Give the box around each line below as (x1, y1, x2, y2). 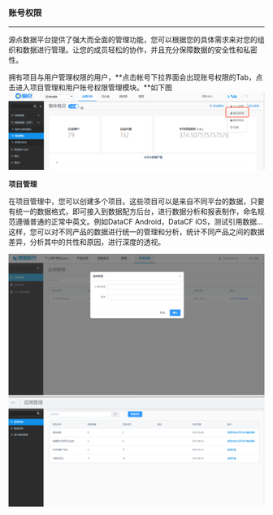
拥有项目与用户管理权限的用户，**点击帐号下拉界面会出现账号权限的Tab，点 (8, 72, 263, 82)
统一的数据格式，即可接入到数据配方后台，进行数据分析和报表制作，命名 (15, 207, 258, 216)
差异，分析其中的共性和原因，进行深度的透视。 (8, 238, 165, 247)
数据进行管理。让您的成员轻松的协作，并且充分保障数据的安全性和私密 (22, 45, 258, 55)
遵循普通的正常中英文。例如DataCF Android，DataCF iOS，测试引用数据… (15, 217, 263, 227)
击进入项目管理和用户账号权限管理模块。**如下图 (8, 83, 173, 93)
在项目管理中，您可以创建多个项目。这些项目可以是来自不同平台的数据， (8, 197, 250, 207)
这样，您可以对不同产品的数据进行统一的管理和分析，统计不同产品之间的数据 (8, 227, 265, 237)
